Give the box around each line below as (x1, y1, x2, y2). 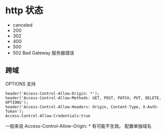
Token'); (5, 108, 24, 114)
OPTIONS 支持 (5, 80, 36, 87)
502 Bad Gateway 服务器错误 (12, 50, 74, 56)
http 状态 (5, 5, 44, 16)
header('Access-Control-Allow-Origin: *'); (5, 91, 100, 96)
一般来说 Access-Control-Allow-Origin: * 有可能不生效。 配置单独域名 (5, 123, 152, 129)
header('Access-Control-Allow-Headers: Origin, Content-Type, (5, 104, 141, 109)
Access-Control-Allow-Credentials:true (5, 113, 91, 118)
